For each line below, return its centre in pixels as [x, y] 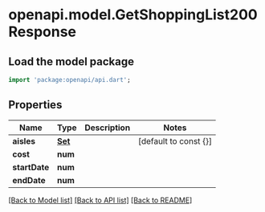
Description [107, 128]
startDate [31, 167]
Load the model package [71, 61]
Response [43, 32]
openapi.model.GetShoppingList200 [133, 15]
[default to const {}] [175, 141]
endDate [29, 180]
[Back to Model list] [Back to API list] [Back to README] [100, 200]
